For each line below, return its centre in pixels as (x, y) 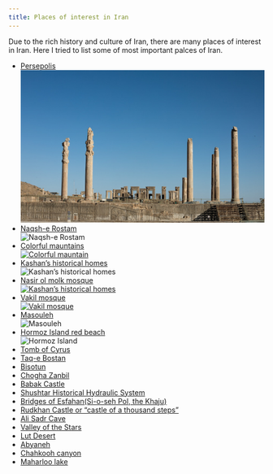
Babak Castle (42, 384)
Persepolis (38, 66)
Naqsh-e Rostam (48, 228)
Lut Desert (38, 436)
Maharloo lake (44, 461)
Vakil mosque (43, 298)
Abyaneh (35, 444)
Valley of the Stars (51, 427)
